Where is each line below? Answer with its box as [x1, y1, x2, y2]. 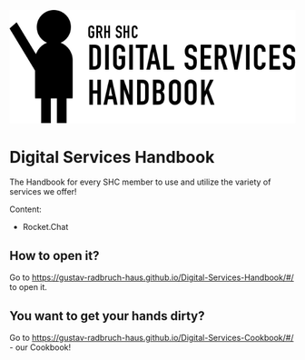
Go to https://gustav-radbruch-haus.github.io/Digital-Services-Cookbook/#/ [9, 332, 294, 343]
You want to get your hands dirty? [9, 308, 205, 324]
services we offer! [9, 186, 77, 197]
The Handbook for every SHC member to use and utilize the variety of [9, 176, 271, 187]
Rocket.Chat [22, 222, 69, 233]
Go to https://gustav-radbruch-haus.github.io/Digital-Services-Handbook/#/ [9, 272, 295, 283]
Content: [9, 204, 43, 215]
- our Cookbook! [9, 342, 72, 353]
